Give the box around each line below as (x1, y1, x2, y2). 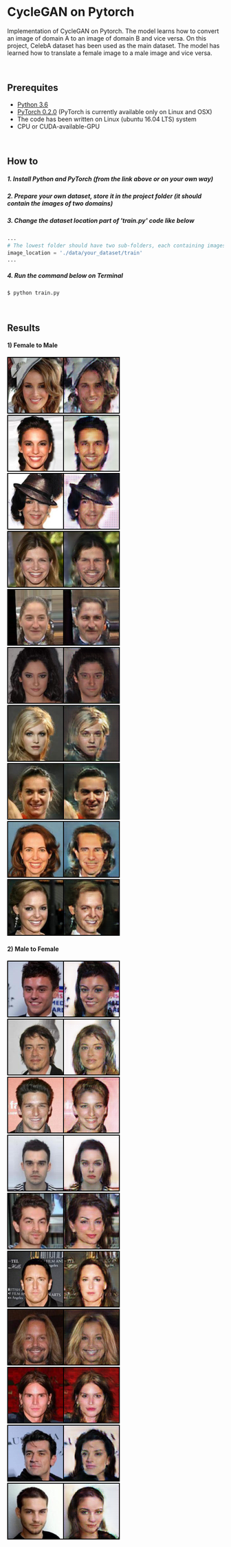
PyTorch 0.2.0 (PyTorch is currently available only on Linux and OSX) (16, 107, 212, 116)
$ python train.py (7, 289, 60, 296)
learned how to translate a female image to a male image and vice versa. (7, 49, 212, 57)
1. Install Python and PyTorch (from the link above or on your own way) (7, 175, 214, 183)
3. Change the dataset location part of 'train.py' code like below (7, 217, 195, 225)
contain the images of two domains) (7, 199, 113, 208)
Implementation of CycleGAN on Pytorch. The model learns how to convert (7, 27, 219, 35)
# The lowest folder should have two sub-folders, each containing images (7, 242, 226, 249)
